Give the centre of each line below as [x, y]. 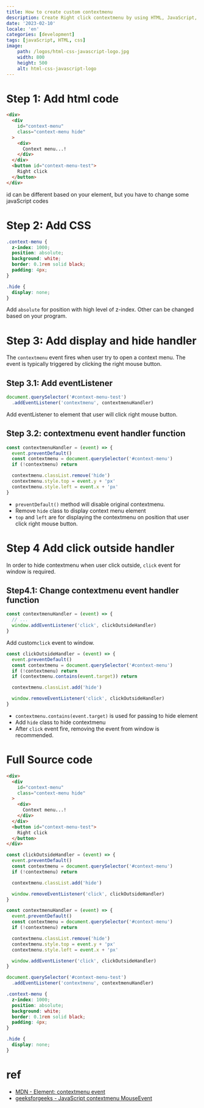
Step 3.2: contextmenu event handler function [96, 434]
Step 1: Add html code [62, 99]
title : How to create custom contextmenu [60, 12]
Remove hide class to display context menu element [80, 510]
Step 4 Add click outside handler [90, 548]
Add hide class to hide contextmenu [60, 722]
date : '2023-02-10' [31, 23]
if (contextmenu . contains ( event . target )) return [75, 676]
